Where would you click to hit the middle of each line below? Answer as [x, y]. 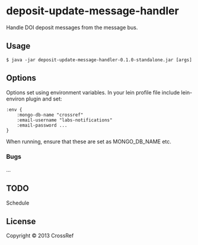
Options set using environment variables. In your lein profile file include [93, 92]
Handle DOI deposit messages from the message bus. [72, 27]
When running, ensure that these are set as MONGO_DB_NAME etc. [89, 142]
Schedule [18, 203]
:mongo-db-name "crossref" [50, 115]
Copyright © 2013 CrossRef [40, 235]
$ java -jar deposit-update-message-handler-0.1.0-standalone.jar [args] [99, 60]
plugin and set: [44, 99]
